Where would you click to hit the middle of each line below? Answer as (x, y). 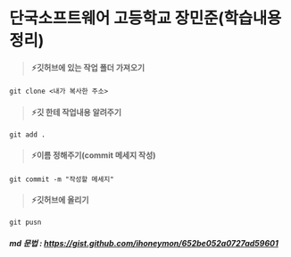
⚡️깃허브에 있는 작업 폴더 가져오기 (88, 67)
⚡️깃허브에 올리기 (60, 200)
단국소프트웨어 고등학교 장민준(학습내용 (145, 18)
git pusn (25, 222)
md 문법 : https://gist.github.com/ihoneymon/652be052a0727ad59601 (144, 243)
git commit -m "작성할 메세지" (62, 179)
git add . (28, 135)
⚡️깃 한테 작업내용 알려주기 (76, 112)
